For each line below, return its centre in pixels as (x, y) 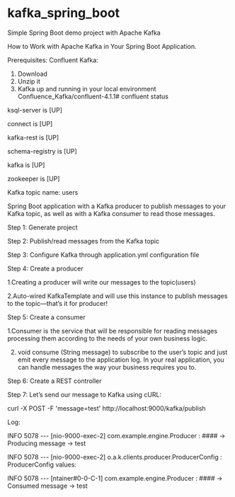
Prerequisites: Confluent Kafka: (53, 60)
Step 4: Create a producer (45, 268)
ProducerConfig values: (42, 464)
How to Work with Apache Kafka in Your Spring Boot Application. (102, 46)
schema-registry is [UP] (42, 151)
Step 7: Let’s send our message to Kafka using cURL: (84, 394)
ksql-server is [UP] (35, 110)
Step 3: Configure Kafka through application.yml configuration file (103, 255)
